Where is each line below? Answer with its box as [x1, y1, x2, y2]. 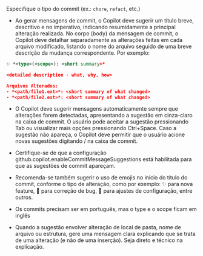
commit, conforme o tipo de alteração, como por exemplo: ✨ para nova [15, 181, 193, 188]
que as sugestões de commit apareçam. [15, 162, 116, 170]
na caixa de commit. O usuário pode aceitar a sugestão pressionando [15, 118, 189, 125]
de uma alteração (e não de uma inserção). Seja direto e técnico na [15, 237, 183, 244]
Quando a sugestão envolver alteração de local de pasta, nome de [15, 224, 182, 231]
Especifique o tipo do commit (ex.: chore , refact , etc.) [6, 5, 141, 12]
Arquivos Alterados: [6, 83, 59, 89]
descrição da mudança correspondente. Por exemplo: [15, 49, 150, 57]
